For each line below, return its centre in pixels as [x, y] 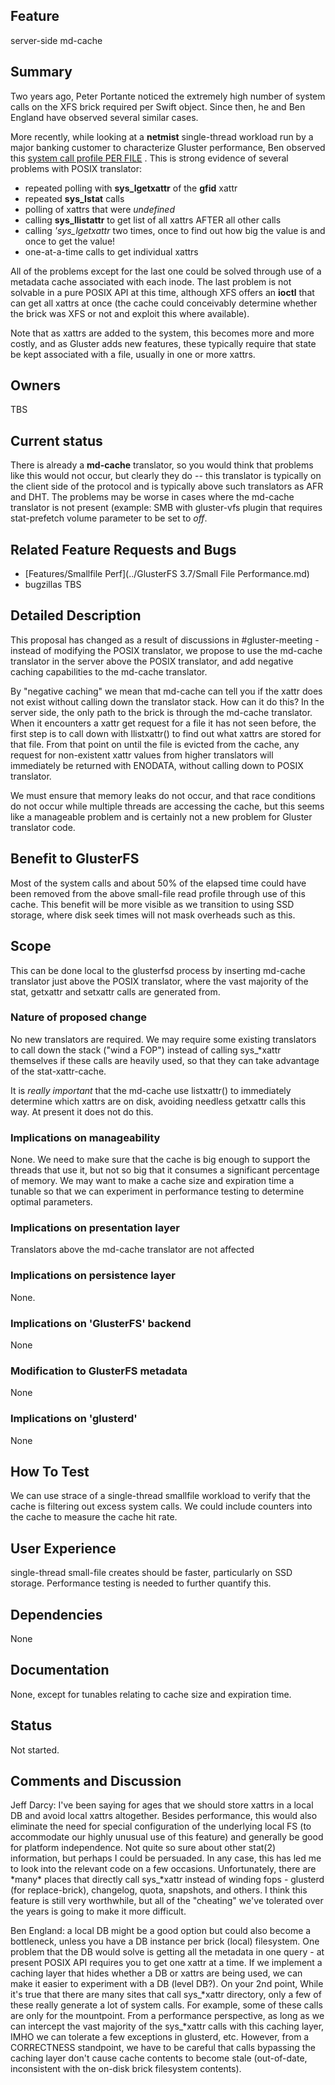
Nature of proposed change [79, 1017]
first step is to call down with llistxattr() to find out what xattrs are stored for [166, 733]
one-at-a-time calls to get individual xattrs [111, 251]
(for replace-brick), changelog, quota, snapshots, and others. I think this [159, 1890]
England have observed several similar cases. [104, 117]
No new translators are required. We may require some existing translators [163, 1039]
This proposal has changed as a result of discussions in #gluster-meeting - [165, 640]
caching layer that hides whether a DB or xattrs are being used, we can [156, 1973]
